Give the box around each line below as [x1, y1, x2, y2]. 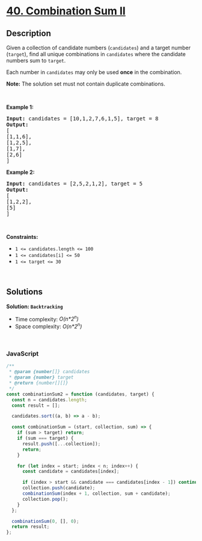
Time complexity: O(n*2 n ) [14, 314, 79, 323]
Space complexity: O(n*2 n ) [14, 322, 82, 330]
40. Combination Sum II [6, 4, 126, 18]
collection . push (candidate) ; [22, 485, 96, 491]
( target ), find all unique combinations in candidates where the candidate [6, 51, 186, 58]
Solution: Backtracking [6, 303, 63, 310]
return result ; [11, 524, 50, 530]
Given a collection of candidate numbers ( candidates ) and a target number [6, 44, 191, 51]
